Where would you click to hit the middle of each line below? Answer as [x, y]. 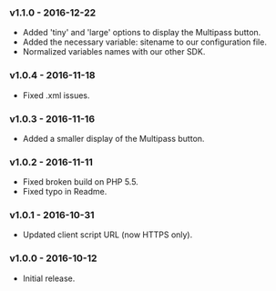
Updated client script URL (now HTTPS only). [107, 235]
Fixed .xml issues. [56, 95]
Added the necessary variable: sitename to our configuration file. [144, 42]
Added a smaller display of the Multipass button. [113, 138]
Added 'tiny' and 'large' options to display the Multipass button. [142, 33]
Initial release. [49, 278]
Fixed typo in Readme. [65, 192]
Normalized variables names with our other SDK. [114, 52]
